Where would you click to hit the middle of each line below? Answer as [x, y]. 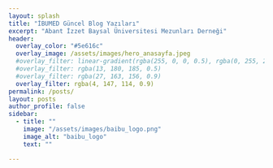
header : [22, 39]
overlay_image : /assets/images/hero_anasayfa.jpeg [103, 54]
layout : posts [32, 99]
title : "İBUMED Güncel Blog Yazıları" [74, 24]
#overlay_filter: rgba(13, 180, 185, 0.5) [89, 69]
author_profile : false [47, 106]
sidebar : [23, 114]
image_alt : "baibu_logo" [65, 136]
